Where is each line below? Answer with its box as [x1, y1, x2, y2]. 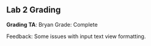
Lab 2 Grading [6, 5, 61, 15]
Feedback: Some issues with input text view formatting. [6, 33, 146, 40]
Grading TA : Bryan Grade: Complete [6, 21, 98, 28]
